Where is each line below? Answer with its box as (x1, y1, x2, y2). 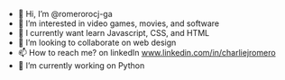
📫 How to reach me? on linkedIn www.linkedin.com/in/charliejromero (17, 48, 277, 58)
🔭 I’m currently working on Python (17, 60, 145, 71)
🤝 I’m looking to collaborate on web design (17, 37, 177, 48)
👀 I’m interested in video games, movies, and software (17, 18, 219, 29)
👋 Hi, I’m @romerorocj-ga (17, 9, 113, 19)
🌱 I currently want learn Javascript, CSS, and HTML (17, 28, 210, 38)
